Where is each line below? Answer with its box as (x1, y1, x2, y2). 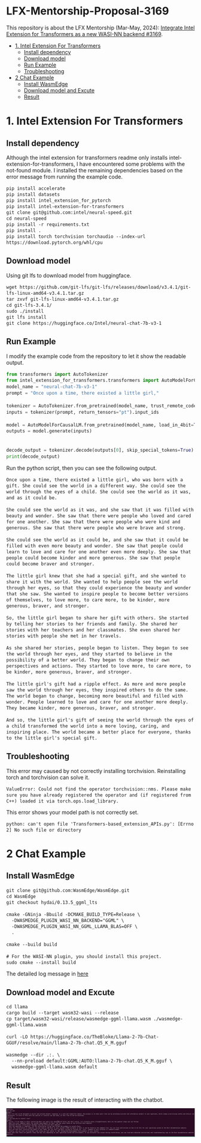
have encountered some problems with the (79, 160, 185, 168)
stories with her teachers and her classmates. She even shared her (6, 626, 181, 633)
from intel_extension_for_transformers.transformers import (6, 377, 160, 384)
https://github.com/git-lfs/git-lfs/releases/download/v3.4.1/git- (19, 284, 191, 290)
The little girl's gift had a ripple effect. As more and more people (6, 681, 186, 687)
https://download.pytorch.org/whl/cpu (6, 239, 103, 246)
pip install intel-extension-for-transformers (6, 203, 124, 210)
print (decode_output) (6, 453, 60, 459)
